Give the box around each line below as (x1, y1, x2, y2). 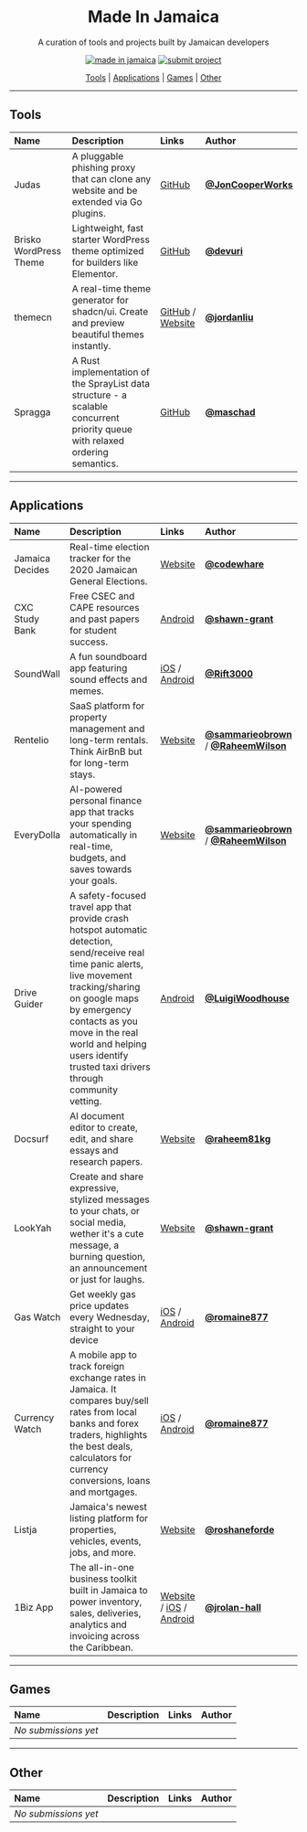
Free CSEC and (69, 590, 135, 602)
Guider (14, 997, 44, 1010)
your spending (69, 816, 132, 829)
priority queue (71, 422, 132, 435)
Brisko (14, 233, 41, 246)
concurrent (71, 411, 121, 424)
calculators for (69, 1451, 132, 1464)
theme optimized (71, 244, 144, 257)
